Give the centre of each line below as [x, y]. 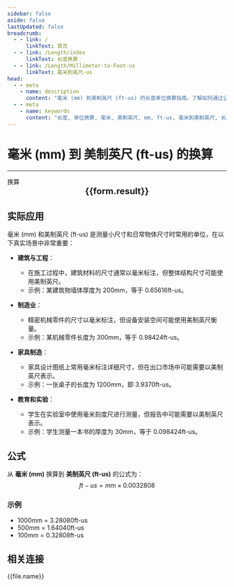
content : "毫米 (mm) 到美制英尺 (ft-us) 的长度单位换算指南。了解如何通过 [124, 99]
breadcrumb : [24, 33]
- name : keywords [45, 111]
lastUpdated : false [36, 27]
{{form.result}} [117, 191]
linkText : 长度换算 [52, 59]
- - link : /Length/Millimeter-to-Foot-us [75, 66]
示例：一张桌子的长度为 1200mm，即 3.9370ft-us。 [101, 384]
